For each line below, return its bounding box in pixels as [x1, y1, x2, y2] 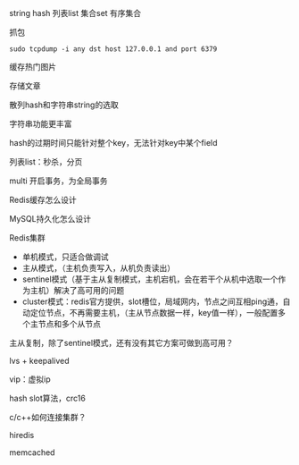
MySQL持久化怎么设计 [9, 214, 92, 224]
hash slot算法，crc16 [9, 393, 87, 403]
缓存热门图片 [9, 62, 56, 72]
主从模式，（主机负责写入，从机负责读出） [21, 263, 176, 273]
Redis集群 [9, 232, 46, 243]
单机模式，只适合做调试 [21, 251, 109, 262]
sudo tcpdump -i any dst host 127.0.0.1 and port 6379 [9, 45, 218, 54]
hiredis [9, 430, 35, 440]
